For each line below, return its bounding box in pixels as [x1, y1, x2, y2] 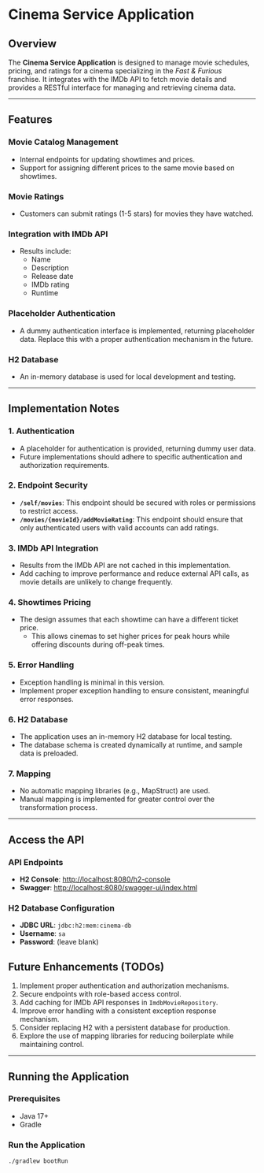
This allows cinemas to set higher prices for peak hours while [31, 632, 230, 641]
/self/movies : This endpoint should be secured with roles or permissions [19, 498, 256, 507]
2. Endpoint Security [8, 480, 89, 491]
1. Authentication [8, 425, 75, 436]
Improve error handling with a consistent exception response [19, 1006, 217, 1015]
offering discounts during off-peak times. [31, 640, 165, 649]
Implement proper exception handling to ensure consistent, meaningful [19, 685, 250, 695]
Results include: [19, 247, 71, 256]
